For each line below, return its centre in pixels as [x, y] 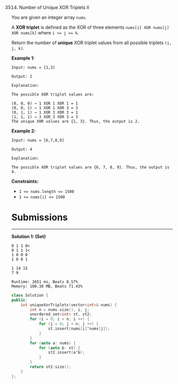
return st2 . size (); [51, 367]
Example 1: [23, 58]
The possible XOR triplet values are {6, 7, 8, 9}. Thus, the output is [91, 167]
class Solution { [30, 295]
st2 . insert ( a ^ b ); [66, 353]
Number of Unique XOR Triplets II [54, 7]
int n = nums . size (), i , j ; [60, 310]
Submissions [40, 217]
